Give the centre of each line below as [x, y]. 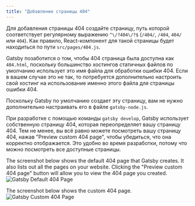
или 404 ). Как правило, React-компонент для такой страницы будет [90, 40]
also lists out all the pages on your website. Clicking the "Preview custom [94, 167]
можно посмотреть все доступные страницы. [64, 149]
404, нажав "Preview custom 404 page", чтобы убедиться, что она [89, 137]
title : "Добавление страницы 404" [48, 11]
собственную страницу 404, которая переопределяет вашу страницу [93, 124]
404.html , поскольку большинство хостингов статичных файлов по [90, 64]
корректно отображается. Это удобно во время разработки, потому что [97, 143]
